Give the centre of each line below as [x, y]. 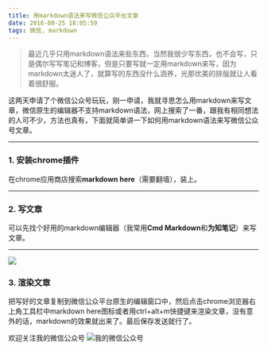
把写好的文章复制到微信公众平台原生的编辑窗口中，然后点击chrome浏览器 [129, 302]
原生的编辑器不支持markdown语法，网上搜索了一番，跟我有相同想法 [147, 110]
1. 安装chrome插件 [44, 160]
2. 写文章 [25, 209]
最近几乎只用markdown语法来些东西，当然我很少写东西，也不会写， [139, 54]
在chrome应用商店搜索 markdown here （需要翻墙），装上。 [104, 179]
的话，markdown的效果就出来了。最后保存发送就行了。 [105, 321]
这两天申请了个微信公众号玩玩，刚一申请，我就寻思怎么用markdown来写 [126, 101]
